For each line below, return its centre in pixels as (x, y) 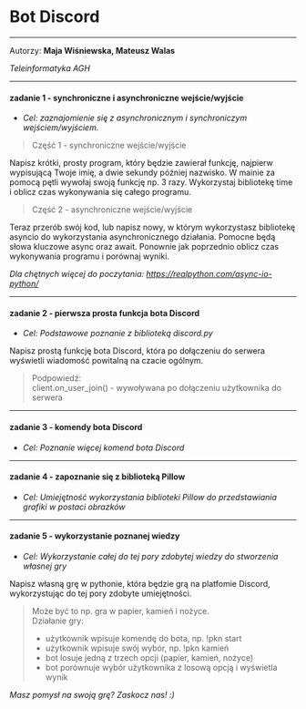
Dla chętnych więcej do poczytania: (77, 274)
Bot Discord (55, 17)
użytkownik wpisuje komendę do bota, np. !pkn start (143, 638)
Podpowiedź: (56, 378)
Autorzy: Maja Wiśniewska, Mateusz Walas (92, 50)
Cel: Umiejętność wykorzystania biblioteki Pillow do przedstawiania (150, 497)
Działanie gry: (57, 621)
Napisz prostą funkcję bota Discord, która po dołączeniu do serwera (138, 351)
